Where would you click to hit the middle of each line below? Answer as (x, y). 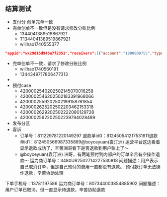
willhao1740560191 (39, 69)
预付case (22, 85)
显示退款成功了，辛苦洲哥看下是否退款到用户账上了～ (74, 148)
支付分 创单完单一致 (33, 22)
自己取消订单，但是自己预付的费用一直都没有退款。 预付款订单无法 (88, 166)
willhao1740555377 (40, 44)
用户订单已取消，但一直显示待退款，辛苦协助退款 (55, 190)
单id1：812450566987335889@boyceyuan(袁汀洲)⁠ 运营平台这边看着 (90, 142)
